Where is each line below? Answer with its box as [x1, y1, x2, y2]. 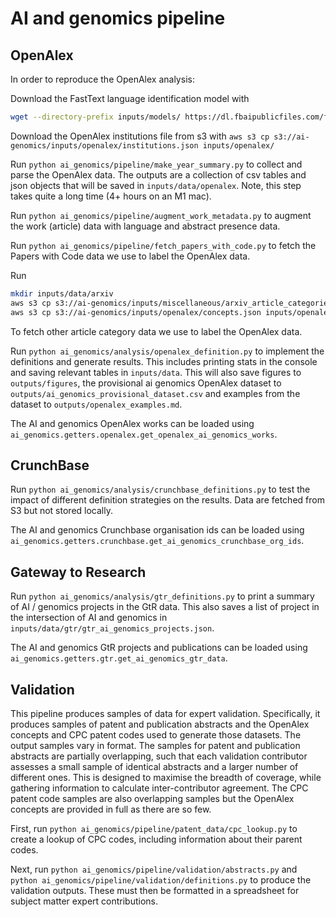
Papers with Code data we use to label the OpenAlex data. [10, 250, 251, 262]
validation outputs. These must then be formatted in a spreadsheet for [10, 884, 300, 896]
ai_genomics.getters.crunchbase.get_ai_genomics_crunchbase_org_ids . [10, 535, 305, 547]
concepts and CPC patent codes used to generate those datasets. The [10, 728, 302, 741]
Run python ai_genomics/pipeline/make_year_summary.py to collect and [10, 158, 303, 170]
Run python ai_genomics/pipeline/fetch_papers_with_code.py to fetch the [10, 239, 317, 251]
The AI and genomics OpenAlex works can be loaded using [10, 417, 255, 429]
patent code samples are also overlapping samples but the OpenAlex [10, 792, 295, 804]
